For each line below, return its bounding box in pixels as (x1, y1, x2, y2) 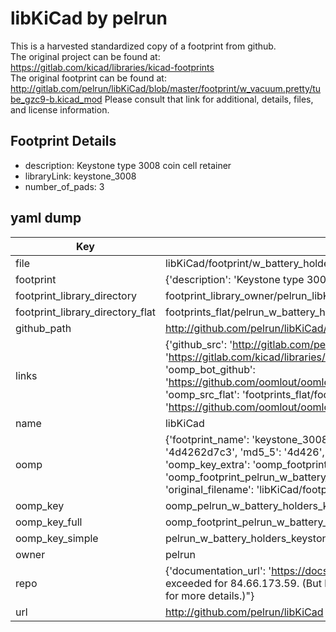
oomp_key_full (15, 515, 83, 529)
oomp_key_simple (15, 531, 99, 545)
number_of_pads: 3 (24, 180, 105, 192)
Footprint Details (10, 133, 117, 150)
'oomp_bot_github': (164, 362, 256, 376)
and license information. (10, 103, 110, 116)
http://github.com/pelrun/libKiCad (164, 605, 324, 619)
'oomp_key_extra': (164, 457, 251, 471)
